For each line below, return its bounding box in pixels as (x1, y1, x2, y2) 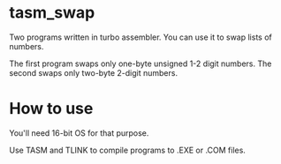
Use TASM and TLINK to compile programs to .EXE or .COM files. (9, 145, 246, 155)
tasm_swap (9, 3, 95, 23)
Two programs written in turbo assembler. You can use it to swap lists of (9, 32, 272, 42)
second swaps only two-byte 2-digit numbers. (9, 67, 178, 78)
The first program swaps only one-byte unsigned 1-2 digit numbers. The (9, 58, 272, 69)
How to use (9, 99, 94, 119)
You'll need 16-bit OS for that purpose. (9, 127, 149, 138)
